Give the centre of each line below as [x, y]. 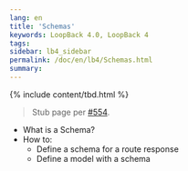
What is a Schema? [59, 129]
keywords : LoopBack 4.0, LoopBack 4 [79, 35]
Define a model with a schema [93, 158]
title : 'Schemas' [42, 26]
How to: [37, 139]
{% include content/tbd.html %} [69, 94]
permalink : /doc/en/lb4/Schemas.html [81, 60]
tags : [20, 43]
